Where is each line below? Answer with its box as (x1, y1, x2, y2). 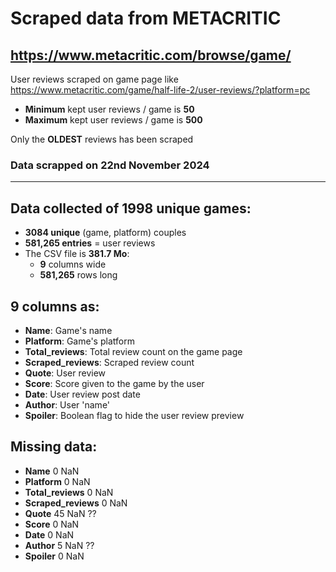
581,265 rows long (39, 269, 118, 281)
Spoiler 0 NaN (24, 550, 85, 562)
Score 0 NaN (24, 518, 80, 530)
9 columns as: (10, 298, 100, 315)
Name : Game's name (24, 324, 113, 336)
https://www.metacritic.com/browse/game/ (10, 47, 292, 64)
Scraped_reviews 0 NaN (24, 497, 128, 509)
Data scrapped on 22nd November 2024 (10, 158, 210, 172)
